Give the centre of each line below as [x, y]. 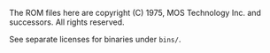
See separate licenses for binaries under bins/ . [95, 39]
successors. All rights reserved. [67, 22]
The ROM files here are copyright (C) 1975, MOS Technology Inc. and [135, 13]
